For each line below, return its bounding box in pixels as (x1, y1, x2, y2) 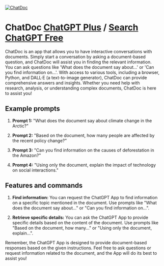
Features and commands (5, 181, 82, 190)
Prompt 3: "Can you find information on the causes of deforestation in (12, 147, 155, 153)
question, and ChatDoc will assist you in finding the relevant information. (5, 59, 152, 65)
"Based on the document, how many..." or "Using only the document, (12, 225, 152, 231)
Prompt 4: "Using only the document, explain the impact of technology (12, 162, 156, 168)
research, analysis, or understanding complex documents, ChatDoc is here (5, 85, 157, 91)
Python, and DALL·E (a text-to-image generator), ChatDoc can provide (5, 74, 147, 81)
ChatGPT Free (5, 32, 64, 44)
